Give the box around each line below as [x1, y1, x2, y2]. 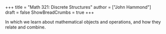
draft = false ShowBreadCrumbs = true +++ [5, 9, 94, 15]
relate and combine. [5, 24, 46, 30]
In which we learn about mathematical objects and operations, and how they [5, 19, 161, 25]
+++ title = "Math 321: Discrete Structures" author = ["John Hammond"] [5, 4, 151, 10]
